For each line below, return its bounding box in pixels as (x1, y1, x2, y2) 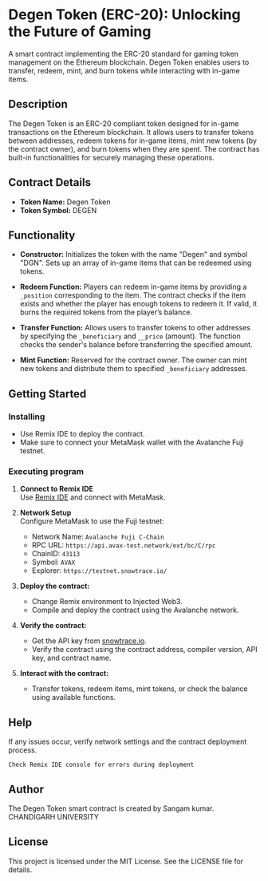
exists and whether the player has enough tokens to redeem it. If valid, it (19, 299, 258, 309)
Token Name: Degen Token (19, 197, 111, 207)
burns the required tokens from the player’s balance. (19, 307, 193, 317)
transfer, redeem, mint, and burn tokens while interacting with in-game (8, 65, 241, 75)
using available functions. (31, 693, 116, 702)
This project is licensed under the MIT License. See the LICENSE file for (8, 856, 244, 866)
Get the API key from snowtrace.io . (31, 636, 147, 646)
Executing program (8, 465, 85, 476)
